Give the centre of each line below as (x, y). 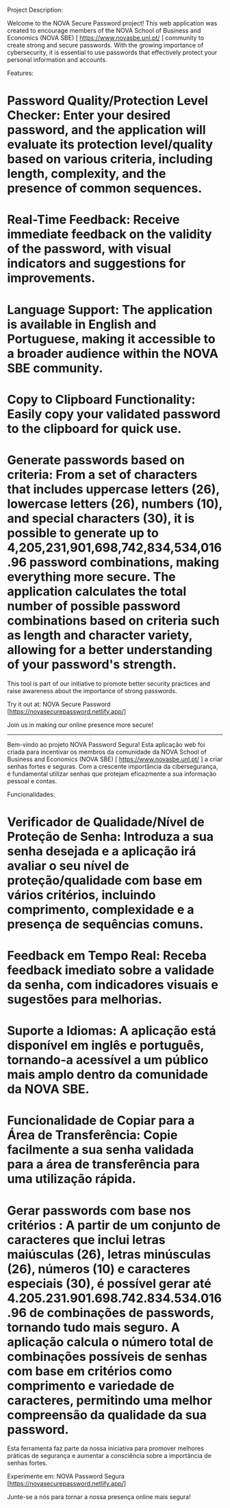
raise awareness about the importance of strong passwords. (92, 690)
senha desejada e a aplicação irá (102, 851)
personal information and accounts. (57, 60)
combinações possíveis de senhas (107, 1357)
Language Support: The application (110, 310)
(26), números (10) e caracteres (99, 1269)
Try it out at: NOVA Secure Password (59, 704)
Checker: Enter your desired (89, 115)
